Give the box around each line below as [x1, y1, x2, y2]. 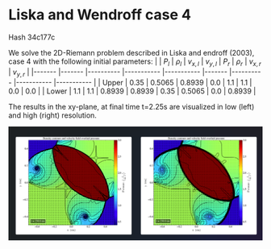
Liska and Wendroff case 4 [8, 6, 192, 24]
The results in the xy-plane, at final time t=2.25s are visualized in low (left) [8, 102, 255, 111]
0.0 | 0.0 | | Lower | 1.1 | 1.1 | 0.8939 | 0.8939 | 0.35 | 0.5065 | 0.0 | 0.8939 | [8, 86, 256, 96]
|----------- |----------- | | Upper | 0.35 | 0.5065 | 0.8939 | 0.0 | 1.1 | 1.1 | [13, 77, 252, 87]
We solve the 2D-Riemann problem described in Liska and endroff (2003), [8, 48, 255, 57]
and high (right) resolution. [8, 110, 97, 120]
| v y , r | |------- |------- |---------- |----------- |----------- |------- [8, 67, 228, 78]
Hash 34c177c [8, 32, 56, 42]
